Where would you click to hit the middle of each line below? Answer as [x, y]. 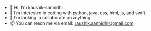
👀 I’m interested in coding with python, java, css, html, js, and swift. [78, 13]
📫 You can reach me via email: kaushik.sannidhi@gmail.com [72, 23]
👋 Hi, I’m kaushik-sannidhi [36, 8]
